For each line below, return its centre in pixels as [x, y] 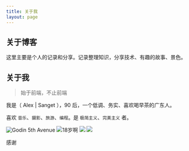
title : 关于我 [22, 11]
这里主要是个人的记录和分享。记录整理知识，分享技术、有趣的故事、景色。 [96, 57]
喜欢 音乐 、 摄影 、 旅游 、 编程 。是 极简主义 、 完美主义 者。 [69, 118]
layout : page [22, 17]
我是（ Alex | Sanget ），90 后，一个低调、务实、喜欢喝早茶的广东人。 [90, 105]
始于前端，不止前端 [44, 93]
